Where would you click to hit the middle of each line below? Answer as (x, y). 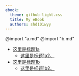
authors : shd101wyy (31, 24)
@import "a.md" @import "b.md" (40, 39)
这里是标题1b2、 (37, 68)
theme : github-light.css (36, 15)
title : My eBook (27, 19)
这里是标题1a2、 (37, 56)
